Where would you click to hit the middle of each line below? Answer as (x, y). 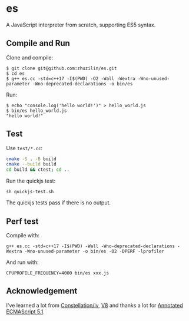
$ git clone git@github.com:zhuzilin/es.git (62, 68)
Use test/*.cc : (24, 148)
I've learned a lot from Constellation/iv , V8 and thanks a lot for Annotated (95, 305)
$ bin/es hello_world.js (37, 111)
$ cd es (16, 73)
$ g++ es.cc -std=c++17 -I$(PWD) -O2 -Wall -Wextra (71, 78)
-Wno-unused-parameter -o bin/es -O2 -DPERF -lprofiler (94, 251)
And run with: (22, 262)
